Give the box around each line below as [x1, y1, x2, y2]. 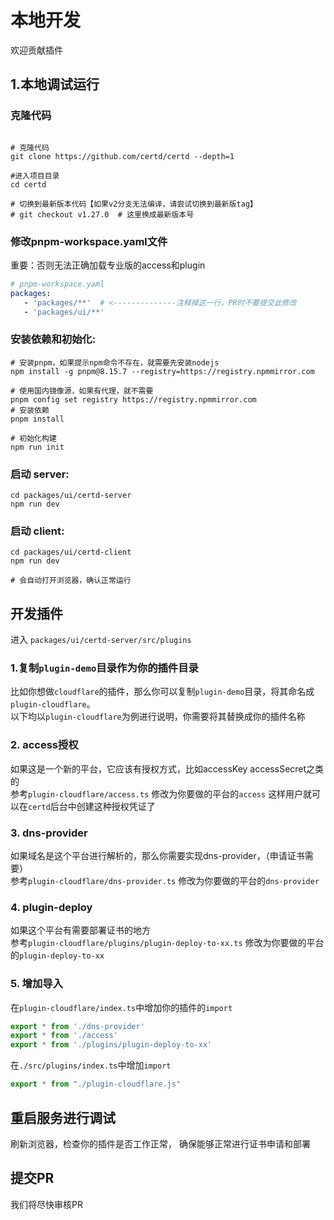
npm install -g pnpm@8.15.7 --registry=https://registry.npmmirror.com [10, 366, 315, 376]
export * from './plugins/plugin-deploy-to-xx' [10, 1040, 213, 1050]
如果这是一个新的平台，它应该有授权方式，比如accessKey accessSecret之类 [10, 762, 325, 775]
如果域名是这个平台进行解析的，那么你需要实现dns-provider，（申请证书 [10, 850, 305, 862]
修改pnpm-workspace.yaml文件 [10, 234, 168, 248]
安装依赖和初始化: [10, 332, 97, 346]
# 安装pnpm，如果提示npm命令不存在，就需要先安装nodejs [10, 357, 220, 368]
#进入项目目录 [10, 171, 60, 181]
